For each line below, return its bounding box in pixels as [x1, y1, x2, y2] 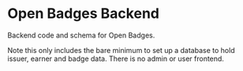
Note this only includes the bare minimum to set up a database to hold [7, 45, 235, 55]
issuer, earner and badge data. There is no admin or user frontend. [7, 54, 224, 63]
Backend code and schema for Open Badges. [7, 30, 155, 40]
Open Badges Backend [7, 5, 159, 23]
